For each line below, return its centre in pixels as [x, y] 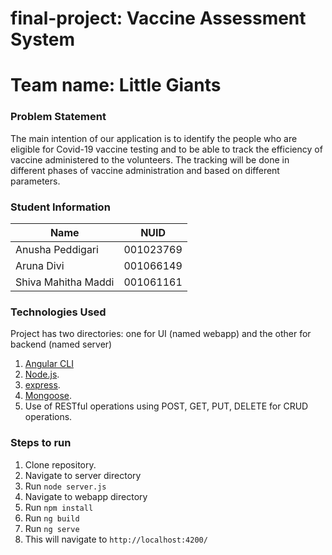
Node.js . [42, 374]
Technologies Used [58, 312]
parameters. [35, 181]
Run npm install [59, 507]
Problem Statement [58, 117]
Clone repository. [60, 464]
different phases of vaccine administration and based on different [145, 170]
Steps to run [41, 443]
